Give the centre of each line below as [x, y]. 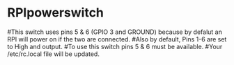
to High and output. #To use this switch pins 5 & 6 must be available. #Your [115, 46]
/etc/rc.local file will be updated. [53, 54]
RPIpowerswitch [56, 13]
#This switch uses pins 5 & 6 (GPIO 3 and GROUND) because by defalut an [115, 32]
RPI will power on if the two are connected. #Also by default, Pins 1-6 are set [117, 39]
